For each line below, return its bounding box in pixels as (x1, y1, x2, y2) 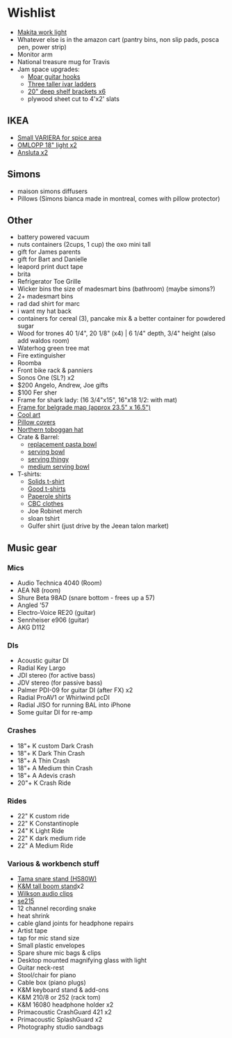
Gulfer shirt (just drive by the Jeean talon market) (27, 521, 169, 531)
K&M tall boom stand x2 (17, 882, 85, 890)
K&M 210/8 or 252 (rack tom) (17, 993, 101, 1002)
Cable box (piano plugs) (17, 978, 87, 987)
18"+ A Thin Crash (17, 756, 70, 765)
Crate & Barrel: (17, 433, 60, 441)
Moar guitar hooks (27, 72, 81, 81)
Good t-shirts (27, 484, 66, 493)
